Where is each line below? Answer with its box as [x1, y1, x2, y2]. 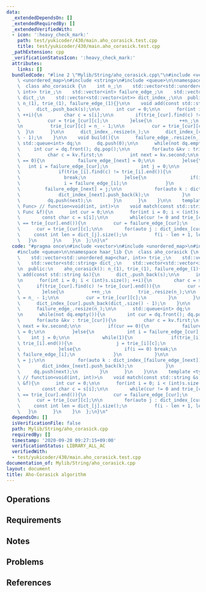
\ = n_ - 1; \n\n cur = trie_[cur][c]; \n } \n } [17, 294, 196, 301]
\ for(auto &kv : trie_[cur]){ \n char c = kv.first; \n [17, 317, 199, 324]
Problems [6, 557, 44, 567]
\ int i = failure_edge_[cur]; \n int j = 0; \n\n [17, 163, 180, 169]
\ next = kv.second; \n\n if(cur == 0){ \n [17, 323, 150, 329]
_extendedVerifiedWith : [12, 26, 72, 33]
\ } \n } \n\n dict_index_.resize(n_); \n [17, 129, 150, 135]
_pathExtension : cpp [12, 49, 64, 55]
